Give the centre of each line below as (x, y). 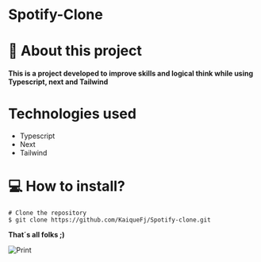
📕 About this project (75, 51)
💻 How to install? (67, 186)
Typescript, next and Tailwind (58, 82)
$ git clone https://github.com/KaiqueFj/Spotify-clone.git (110, 220)
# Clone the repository (48, 213)
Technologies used (73, 114)
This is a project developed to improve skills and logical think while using (131, 73)
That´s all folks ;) (36, 234)
